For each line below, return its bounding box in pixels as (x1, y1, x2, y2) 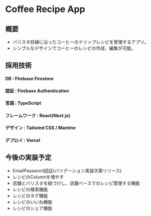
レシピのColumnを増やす (12, 174, 64, 180)
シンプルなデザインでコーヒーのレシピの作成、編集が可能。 (12, 45, 136, 51)
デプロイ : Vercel (5, 137, 40, 143)
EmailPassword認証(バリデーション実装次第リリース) (12, 167, 122, 173)
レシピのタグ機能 (12, 192, 48, 198)
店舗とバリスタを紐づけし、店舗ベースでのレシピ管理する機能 (12, 180, 140, 186)
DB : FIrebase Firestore (5, 75, 54, 81)
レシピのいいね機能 (12, 199, 53, 205)
